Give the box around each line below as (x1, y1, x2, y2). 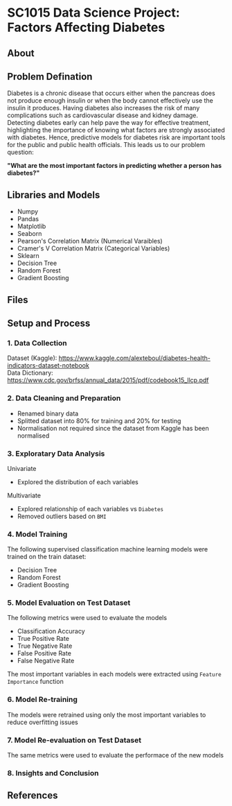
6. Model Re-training (7, 695, 78, 705)
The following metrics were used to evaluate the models (7, 614, 168, 622)
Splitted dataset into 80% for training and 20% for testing (17, 416, 181, 425)
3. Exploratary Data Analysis (7, 449, 105, 458)
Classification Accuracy (17, 627, 85, 635)
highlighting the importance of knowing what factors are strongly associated (7, 126, 225, 135)
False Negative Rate (17, 657, 75, 665)
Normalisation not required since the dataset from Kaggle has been (17, 424, 209, 432)
